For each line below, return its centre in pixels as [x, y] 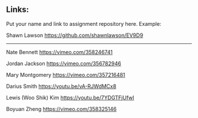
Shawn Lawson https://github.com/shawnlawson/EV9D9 [75, 35]
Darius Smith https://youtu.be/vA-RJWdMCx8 [61, 86]
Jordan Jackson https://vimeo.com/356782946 [64, 63]
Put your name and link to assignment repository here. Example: [84, 23]
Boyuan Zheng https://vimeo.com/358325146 [61, 109]
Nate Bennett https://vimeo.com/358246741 [60, 52]
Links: [18, 10]
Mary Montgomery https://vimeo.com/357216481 [66, 75]
